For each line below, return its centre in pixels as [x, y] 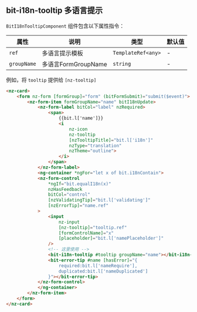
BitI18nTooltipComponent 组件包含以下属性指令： [65, 26]
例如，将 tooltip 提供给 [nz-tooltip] [51, 80]
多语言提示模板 [62, 53]
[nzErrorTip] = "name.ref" [78, 206]
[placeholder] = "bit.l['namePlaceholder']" [111, 239]
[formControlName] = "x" [86, 233]
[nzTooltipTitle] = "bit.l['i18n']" [111, 140]
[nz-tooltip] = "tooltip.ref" [93, 227]
